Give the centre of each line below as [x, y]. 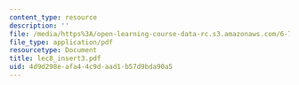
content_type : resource [53, 17]
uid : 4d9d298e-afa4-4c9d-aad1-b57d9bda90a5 [91, 67]
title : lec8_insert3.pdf [55, 58]
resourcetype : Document [53, 50]
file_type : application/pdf [61, 42]
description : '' [39, 26]
